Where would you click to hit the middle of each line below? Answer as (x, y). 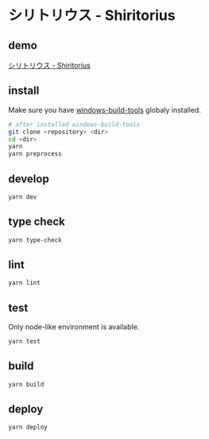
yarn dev (23, 197)
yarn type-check (35, 240)
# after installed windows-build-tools (74, 124)
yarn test (25, 341)
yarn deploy (28, 427)
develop (29, 179)
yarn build (26, 384)
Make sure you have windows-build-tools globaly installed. (104, 110)
